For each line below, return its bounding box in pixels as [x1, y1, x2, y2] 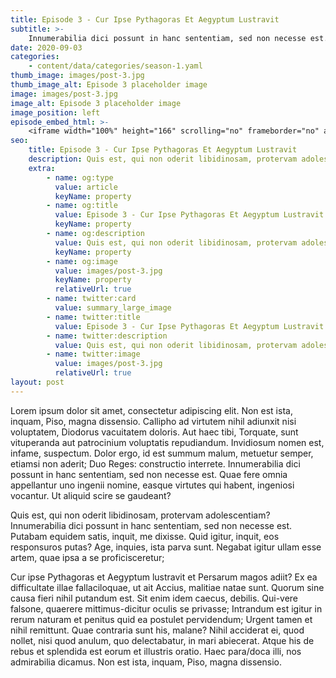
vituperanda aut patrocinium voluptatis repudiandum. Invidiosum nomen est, [10, 436, 325, 448]
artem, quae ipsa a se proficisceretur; [10, 551, 165, 563]
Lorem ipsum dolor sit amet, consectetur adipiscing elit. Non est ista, [10, 404, 293, 416]
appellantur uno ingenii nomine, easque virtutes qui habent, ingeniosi [10, 479, 295, 491]
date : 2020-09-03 [10, 42, 83, 53]
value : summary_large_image [54, 303, 172, 313]
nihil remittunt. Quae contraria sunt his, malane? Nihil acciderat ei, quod [10, 624, 305, 636]
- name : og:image [46, 256, 118, 266]
